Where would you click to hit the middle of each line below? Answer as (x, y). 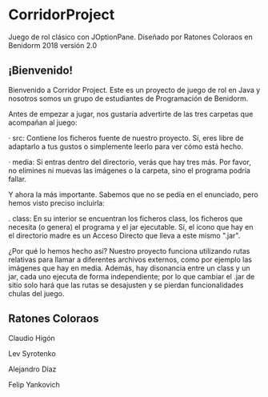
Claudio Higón (32, 338)
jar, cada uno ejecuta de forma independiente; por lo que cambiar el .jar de (132, 276)
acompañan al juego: (43, 122)
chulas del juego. (37, 293)
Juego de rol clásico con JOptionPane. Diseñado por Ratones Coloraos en (131, 37)
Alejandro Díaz (32, 369)
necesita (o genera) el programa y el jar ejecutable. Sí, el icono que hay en (131, 227)
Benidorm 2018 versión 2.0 (53, 45)
